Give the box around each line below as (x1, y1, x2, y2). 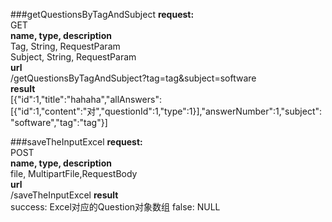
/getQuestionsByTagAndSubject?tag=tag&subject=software (10, 72, 257, 84)
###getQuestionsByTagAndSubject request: (10, 9, 195, 20)
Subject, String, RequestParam (10, 51, 137, 63)
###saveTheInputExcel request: (10, 136, 143, 148)
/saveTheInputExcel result (10, 189, 119, 201)
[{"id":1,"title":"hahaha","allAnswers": (10, 94, 162, 105)
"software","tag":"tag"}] (10, 117, 108, 128)
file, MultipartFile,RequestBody (10, 168, 138, 179)
